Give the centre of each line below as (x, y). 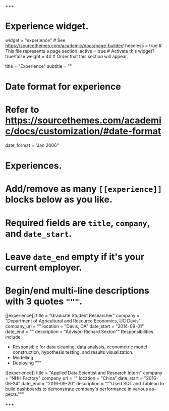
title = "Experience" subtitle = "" (39, 66)
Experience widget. (47, 26)
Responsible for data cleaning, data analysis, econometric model (80, 347)
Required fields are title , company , (78, 223)
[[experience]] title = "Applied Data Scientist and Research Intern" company (84, 373)
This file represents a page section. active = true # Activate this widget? (80, 51)
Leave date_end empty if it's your (75, 257)
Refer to (22, 110)
